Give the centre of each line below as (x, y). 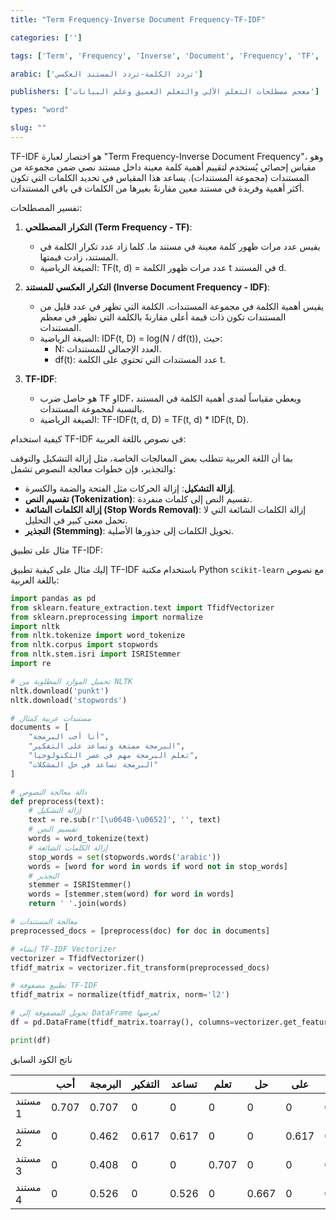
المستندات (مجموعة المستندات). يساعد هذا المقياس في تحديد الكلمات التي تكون (160, 177)
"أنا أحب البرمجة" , (69, 737)
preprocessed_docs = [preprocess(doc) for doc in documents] (140, 931)
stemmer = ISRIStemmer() (80, 885)
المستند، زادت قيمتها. (79, 257)
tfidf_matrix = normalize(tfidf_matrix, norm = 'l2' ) (120, 995)
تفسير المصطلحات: (46, 207)
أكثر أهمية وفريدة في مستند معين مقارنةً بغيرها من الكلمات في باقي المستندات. (157, 188)
